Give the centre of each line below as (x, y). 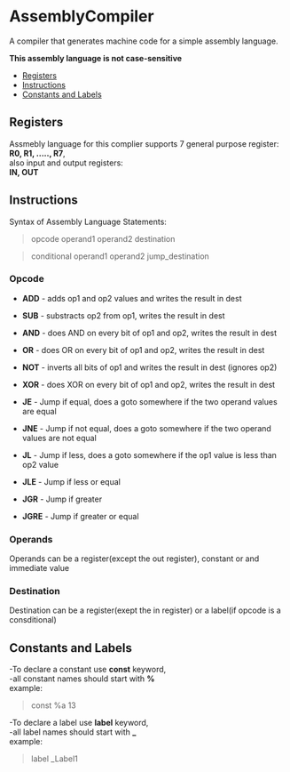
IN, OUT (24, 172)
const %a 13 (54, 705)
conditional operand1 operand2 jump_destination (120, 256)
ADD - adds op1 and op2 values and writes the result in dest (132, 298)
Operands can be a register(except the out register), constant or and (134, 559)
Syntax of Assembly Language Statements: (88, 221)
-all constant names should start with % (82, 679)
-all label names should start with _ (73, 732)
